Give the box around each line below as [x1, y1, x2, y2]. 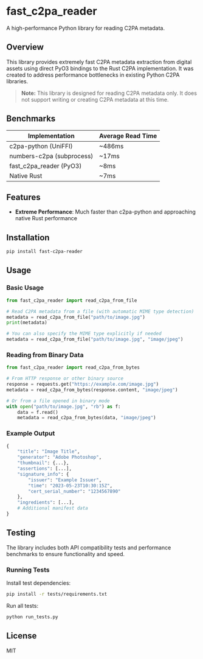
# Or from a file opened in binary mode [6, 397, 111, 404]
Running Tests [6, 565, 50, 574]
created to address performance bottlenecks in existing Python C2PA [6, 71, 180, 78]
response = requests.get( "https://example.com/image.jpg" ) [6, 382, 159, 388]
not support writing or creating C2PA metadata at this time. [21, 96, 169, 103]
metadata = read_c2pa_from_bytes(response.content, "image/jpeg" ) [6, 386, 178, 393]
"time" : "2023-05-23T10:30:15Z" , [28, 483, 113, 489]
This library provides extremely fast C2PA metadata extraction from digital [6, 58, 192, 65]
